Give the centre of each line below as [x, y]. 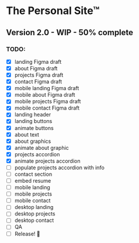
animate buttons [34, 128]
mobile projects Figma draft [48, 101]
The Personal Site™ [53, 11]
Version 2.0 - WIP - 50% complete [69, 32]
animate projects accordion [47, 161]
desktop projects [35, 214]
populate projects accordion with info [60, 167]
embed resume [33, 181]
